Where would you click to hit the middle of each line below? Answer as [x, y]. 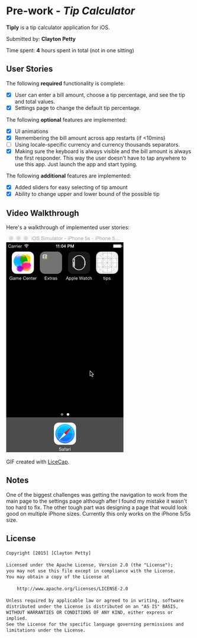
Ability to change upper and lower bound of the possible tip [87, 194]
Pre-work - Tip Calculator [70, 11]
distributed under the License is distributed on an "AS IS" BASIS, [92, 607]
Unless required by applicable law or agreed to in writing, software [95, 601]
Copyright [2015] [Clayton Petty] [49, 553]
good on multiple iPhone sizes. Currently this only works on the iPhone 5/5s [98, 513]
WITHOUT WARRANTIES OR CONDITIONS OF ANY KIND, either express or [90, 612]
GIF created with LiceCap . [38, 462]
